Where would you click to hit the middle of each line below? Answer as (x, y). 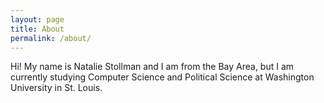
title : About (37, 29)
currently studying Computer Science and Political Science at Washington (162, 77)
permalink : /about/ (51, 38)
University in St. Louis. (56, 88)
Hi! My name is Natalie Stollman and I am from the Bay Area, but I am (152, 67)
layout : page (37, 19)
